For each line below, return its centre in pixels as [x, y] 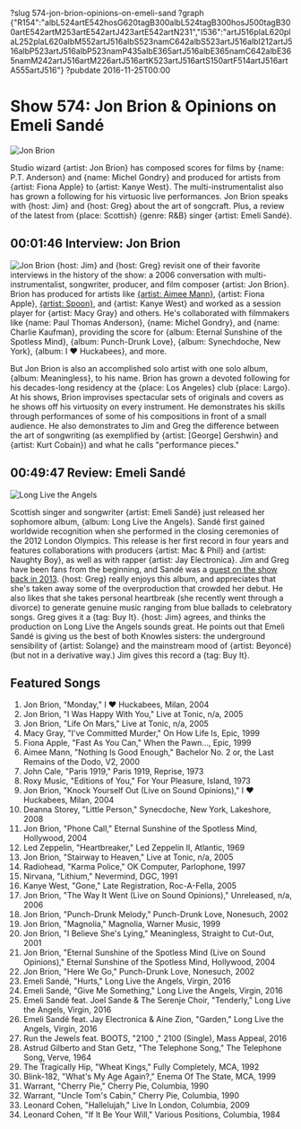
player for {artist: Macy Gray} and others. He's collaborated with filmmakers [150, 312]
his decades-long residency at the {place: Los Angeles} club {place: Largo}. [150, 387]
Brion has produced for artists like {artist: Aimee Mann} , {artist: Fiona [138, 293]
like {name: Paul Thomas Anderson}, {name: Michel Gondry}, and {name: [145, 322]
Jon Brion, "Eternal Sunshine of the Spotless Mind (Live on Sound [144, 953]
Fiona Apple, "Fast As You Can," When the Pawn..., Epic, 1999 [137, 743]
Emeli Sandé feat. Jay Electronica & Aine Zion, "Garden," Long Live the [154, 1020]
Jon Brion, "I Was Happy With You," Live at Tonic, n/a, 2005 [133, 714]
